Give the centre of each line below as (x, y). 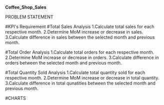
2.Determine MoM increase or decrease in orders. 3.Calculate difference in (82, 57)
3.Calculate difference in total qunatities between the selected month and (80, 83)
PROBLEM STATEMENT (29, 17)
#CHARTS (16, 98)
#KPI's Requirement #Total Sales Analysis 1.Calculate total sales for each (80, 26)
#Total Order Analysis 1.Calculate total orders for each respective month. (80, 52)
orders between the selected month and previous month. (64, 63)
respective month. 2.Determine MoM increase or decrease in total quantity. (82, 78)
